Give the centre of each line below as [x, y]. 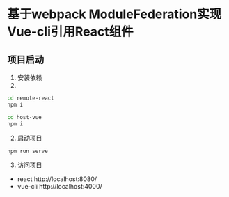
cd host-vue [24, 117]
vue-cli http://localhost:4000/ [60, 187]
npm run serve [28, 151]
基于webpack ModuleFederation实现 [114, 14]
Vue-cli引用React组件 [70, 32]
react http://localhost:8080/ [57, 179]
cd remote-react [31, 98]
